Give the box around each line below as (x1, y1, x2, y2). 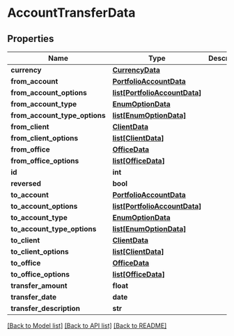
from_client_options (10, 133, 79, 143)
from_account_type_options (10, 110, 106, 120)
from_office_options (10, 156, 79, 166)
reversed (10, 179, 42, 188)
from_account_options (10, 88, 87, 97)
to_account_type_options (10, 224, 97, 233)
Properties (7, 33, 54, 45)
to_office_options (10, 270, 70, 279)
